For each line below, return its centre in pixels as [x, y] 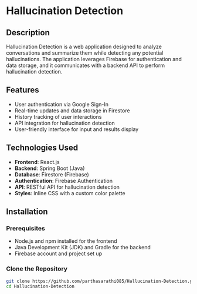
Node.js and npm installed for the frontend [66, 241]
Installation [27, 212]
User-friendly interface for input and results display [77, 129]
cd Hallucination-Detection [40, 286]
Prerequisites [26, 228]
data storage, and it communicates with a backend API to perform [86, 65]
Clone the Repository [37, 269]
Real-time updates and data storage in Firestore [72, 111]
